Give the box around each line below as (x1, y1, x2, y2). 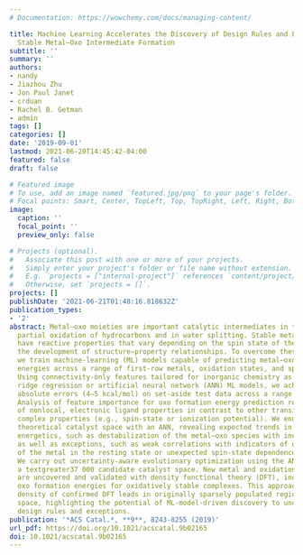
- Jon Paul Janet (9, 88, 75, 97)
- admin (9, 114, 39, 123)
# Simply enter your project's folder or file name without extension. (9, 264, 293, 273)
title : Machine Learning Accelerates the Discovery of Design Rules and (9, 29, 289, 39)
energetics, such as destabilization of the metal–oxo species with (17, 431, 280, 440)
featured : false (9, 155, 70, 164)
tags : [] (9, 122, 42, 131)
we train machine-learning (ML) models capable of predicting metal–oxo (17, 356, 297, 365)
